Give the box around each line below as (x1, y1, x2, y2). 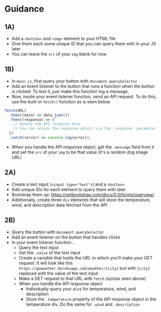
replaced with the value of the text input (18, 270, 99, 276)
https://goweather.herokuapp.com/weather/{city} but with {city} (18, 265, 150, 271)
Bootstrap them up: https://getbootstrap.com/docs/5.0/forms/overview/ (11, 191, 155, 197)
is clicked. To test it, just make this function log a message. (11, 88, 129, 94)
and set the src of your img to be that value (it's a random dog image (11, 149, 148, 155)
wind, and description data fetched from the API (11, 202, 107, 208)
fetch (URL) (4, 108, 27, 113)
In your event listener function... (11, 239, 75, 245)
